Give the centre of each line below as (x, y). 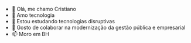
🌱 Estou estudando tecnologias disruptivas (63, 21)
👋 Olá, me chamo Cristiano (44, 9)
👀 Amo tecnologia (33, 15)
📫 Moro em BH (30, 34)
